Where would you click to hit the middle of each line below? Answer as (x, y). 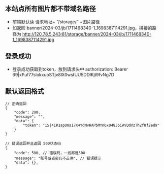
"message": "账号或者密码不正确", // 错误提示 (58, 158)
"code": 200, (27, 112)
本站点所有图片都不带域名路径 (50, 9)
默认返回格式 (25, 91)
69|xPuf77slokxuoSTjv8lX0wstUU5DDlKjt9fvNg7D (63, 74)
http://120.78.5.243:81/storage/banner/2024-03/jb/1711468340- (87, 34)
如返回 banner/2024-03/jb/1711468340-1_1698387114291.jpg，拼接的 (82, 28)
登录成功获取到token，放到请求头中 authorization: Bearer (70, 69)
